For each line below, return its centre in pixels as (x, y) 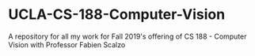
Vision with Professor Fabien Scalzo (67, 44)
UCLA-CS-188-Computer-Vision (117, 15)
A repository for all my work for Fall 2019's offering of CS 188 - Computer (127, 36)
